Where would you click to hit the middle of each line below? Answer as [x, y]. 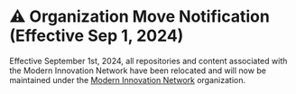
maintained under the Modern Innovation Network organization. [128, 80]
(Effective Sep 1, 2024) [97, 36]
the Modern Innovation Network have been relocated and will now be [138, 70]
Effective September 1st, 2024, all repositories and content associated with [148, 61]
